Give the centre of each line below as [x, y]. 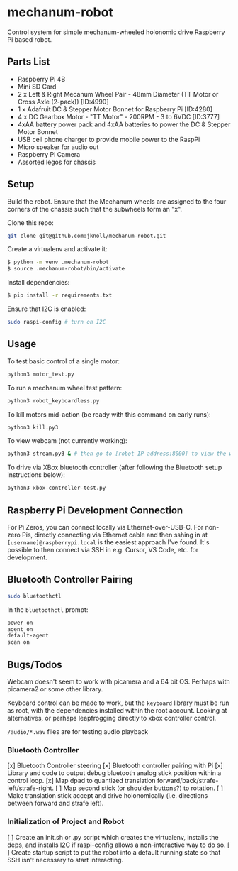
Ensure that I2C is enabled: [47, 309]
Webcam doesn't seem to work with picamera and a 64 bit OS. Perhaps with [119, 681]
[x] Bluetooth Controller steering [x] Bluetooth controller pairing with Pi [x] [115, 766]
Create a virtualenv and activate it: [57, 249]
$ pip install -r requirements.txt [60, 295]
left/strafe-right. [31, 788]
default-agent [28, 636]
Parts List [29, 62]
